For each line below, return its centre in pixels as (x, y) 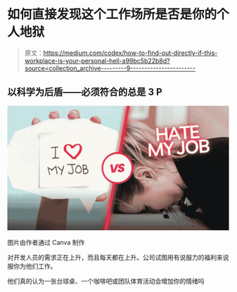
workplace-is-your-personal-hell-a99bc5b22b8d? (97, 61)
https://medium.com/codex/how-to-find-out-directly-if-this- (130, 53)
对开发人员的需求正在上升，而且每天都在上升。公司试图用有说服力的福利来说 (118, 258)
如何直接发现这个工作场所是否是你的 (112, 14)
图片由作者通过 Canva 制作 (46, 243)
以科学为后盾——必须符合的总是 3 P (85, 92)
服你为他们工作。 (32, 266)
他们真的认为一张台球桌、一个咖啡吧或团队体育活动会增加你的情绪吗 (106, 281)
